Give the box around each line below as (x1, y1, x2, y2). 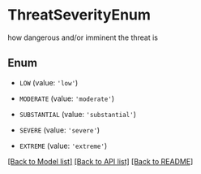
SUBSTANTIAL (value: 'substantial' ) (19, 109, 137, 119)
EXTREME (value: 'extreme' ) (19, 141, 107, 150)
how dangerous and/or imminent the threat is (7, 33, 159, 42)
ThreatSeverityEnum (7, 6, 152, 24)
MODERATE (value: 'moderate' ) (19, 94, 115, 103)
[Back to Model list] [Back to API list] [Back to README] (7, 156, 194, 166)
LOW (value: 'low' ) (19, 77, 79, 87)
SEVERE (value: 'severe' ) (19, 124, 100, 135)
